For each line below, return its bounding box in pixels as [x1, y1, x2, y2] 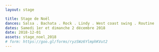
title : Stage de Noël [5, 16, 50, 21]
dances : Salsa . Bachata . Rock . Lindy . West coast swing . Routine [5, 21, 155, 26]
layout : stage [5, 7, 35, 12]
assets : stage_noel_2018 [5, 35, 57, 40]
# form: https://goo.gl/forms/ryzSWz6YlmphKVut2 [5, 39, 108, 45]
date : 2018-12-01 [5, 30, 41, 35]
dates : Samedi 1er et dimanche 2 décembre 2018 [5, 25, 106, 30]
